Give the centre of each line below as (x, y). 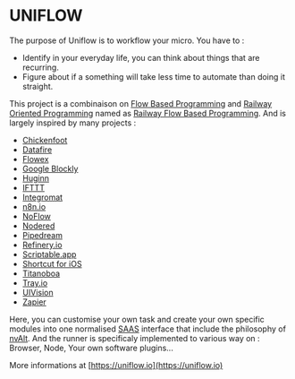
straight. (38, 86)
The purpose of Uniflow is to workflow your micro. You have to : (127, 40)
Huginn (35, 178)
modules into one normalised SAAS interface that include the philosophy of (147, 329)
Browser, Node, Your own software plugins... (92, 348)
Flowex (35, 159)
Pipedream (42, 235)
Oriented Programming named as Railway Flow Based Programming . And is (147, 113)
